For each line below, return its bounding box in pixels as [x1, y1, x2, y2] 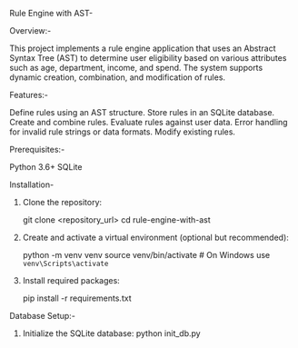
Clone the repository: [22, 197, 103, 207]
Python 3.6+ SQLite [9, 162, 83, 172]
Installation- [9, 179, 55, 190]
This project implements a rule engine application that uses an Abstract [9, 43, 276, 54]
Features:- [9, 90, 48, 100]
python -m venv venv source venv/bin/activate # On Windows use [22, 250, 271, 260]
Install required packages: [22, 275, 120, 285]
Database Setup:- [9, 311, 75, 321]
